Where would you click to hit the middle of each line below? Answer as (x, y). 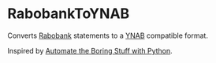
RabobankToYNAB (69, 14)
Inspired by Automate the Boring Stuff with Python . (90, 50)
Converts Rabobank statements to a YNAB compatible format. (108, 35)
